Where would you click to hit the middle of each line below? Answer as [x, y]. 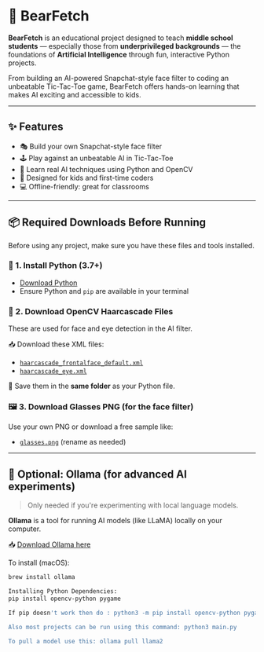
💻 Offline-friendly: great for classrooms [84, 186]
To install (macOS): [39, 563]
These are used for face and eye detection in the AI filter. [100, 328]
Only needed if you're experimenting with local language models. [133, 505]
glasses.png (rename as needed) [73, 442]
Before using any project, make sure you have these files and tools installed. [132, 245]
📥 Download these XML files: [56, 344]
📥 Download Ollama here [49, 544]
